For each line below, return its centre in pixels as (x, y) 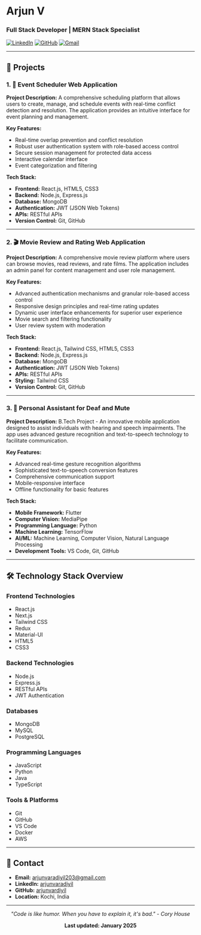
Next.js (24, 616)
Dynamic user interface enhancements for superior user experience (98, 313)
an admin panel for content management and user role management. (91, 270)
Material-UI (29, 635)
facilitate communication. (37, 440)
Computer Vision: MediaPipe (51, 519)
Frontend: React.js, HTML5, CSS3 (57, 189)
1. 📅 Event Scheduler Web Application (62, 84)
